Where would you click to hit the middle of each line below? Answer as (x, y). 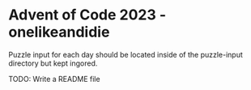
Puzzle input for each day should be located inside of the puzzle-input (125, 54)
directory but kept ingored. (53, 63)
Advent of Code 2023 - (87, 15)
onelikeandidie (59, 32)
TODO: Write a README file (54, 79)
